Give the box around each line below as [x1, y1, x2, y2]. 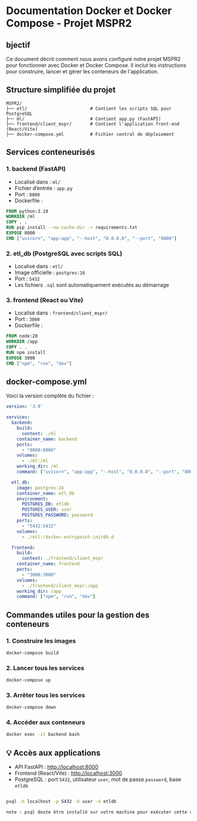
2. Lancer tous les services [6, 664, 84, 672]
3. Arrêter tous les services [6, 691, 86, 699]
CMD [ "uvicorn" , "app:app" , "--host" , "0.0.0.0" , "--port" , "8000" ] [6, 235, 177, 241]
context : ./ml [21, 430, 57, 437]
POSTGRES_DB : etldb [21, 501, 69, 507]
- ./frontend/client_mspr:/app [21, 583, 98, 589]
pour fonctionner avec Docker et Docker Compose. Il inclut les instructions [6, 62, 186, 69]
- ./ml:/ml [21, 458, 49, 464]
